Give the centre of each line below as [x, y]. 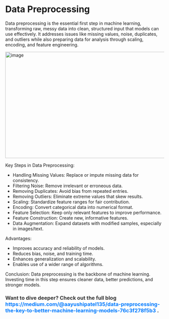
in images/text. [28, 229]
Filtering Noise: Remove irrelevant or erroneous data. [68, 186]
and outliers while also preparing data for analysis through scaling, [74, 39]
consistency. [26, 180]
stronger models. [23, 285]
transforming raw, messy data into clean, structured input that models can [82, 28]
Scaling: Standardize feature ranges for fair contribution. [71, 202]
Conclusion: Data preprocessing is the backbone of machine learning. [78, 274]
